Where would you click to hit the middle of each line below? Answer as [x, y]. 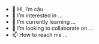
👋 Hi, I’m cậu [28, 9]
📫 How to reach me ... [40, 35]
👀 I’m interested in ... [37, 15]
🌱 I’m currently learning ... [44, 22]
